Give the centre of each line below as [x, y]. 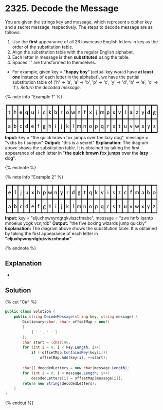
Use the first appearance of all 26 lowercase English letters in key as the [85, 41]
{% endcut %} [19, 403]
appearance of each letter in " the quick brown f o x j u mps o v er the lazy [77, 153]
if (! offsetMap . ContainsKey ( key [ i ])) [69, 353]
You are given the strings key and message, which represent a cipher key [79, 22]
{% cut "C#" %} [21, 302]
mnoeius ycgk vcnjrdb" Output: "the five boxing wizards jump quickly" [76, 223]
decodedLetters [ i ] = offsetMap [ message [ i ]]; [77, 378]
